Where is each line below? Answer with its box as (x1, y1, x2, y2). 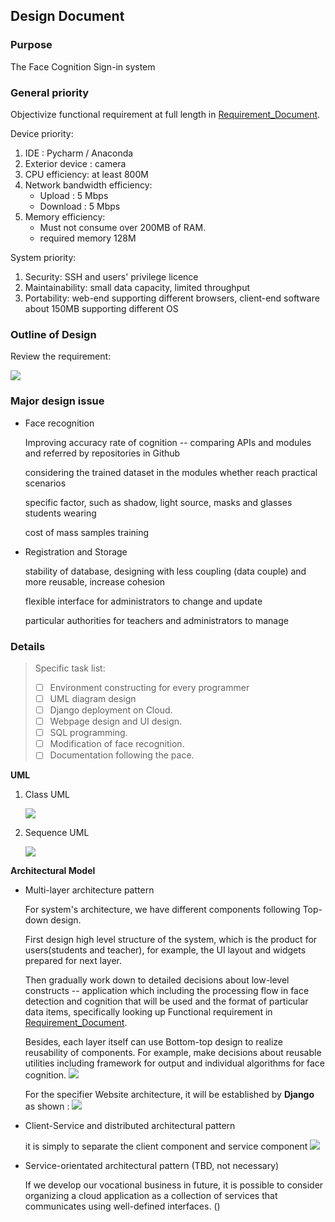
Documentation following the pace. (49, 749, 195, 761)
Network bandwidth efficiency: (24, 179, 153, 191)
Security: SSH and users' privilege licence (24, 270, 199, 283)
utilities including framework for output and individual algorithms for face (24, 1057, 325, 1069)
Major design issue (10, 394, 105, 408)
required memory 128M (39, 232, 137, 244)
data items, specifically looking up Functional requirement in (24, 1006, 273, 1018)
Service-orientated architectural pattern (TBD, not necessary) (24, 1160, 280, 1172)
